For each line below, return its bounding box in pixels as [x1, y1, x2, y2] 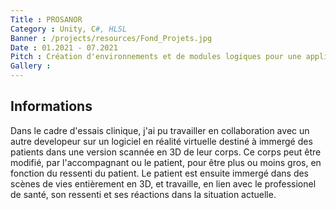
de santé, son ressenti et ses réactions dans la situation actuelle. [10, 188, 277, 200]
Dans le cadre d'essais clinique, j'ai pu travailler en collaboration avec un [10, 124, 310, 136]
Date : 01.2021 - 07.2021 [10, 42, 118, 53]
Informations [10, 98, 93, 115]
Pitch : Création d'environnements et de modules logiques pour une [10, 52, 302, 62]
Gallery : [10, 61, 52, 71]
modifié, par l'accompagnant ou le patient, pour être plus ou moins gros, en [10, 156, 322, 168]
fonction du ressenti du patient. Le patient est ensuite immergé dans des [10, 167, 310, 179]
